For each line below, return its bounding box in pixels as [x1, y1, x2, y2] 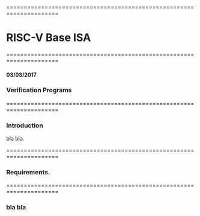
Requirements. [6, 168, 50, 177]
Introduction [6, 121, 43, 130]
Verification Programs [6, 86, 72, 94]
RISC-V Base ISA [6, 31, 91, 45]
